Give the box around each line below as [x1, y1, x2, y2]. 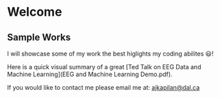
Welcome [7, 4, 62, 20]
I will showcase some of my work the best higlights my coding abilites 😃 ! [7, 49, 214, 58]
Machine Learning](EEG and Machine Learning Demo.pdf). [7, 70, 173, 78]
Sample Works [7, 32, 71, 43]
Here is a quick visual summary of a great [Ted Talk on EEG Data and [7, 63, 201, 71]
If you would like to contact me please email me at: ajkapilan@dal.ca [7, 84, 200, 91]
